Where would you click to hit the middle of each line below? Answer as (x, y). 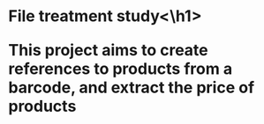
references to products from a (121, 69)
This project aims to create (108, 51)
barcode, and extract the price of (132, 88)
